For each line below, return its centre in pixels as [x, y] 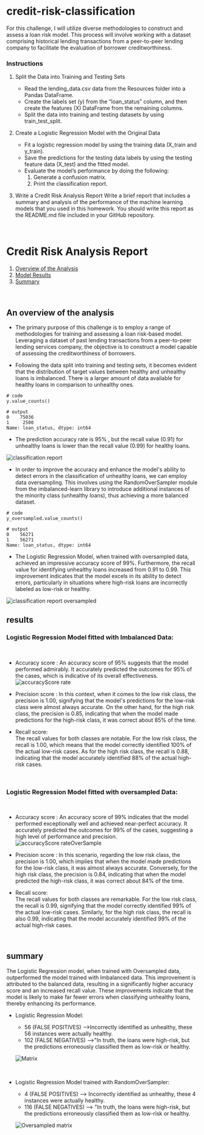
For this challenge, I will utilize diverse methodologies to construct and [95, 28]
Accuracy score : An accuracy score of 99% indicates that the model [102, 817]
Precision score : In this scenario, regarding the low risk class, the [98, 854]
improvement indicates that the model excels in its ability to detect [98, 576]
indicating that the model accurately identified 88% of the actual [96, 758]
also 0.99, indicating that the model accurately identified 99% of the [100, 919]
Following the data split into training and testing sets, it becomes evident [106, 365]
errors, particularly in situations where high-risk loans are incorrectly [101, 582]
